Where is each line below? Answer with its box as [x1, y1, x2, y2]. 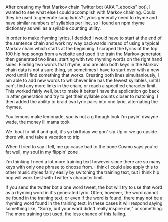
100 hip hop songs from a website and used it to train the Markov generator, [5, 51, 162, 57]
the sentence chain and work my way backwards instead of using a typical [5, 40, 159, 46]
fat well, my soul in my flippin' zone [5, 149, 78, 155]
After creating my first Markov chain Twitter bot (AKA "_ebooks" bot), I [5, 4, 151, 10]
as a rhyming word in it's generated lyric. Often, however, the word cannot [5, 190, 159, 195]
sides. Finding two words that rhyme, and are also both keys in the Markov [5, 62, 159, 67]
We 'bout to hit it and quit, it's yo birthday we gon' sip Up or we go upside [5, 129, 157, 134]
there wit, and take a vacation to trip [5, 134, 80, 140]
